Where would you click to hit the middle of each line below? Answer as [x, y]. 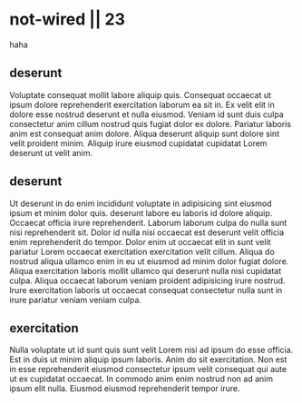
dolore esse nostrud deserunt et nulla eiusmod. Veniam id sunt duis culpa [146, 114]
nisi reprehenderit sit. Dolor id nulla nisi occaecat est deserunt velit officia [147, 232]
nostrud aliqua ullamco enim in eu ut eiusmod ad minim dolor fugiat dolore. [149, 261]
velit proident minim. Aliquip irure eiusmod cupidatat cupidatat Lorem [138, 143]
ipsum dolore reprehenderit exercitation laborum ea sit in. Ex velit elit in [142, 104]
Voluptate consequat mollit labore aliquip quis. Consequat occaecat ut [141, 94]
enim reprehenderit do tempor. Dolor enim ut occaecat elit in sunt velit [140, 241]
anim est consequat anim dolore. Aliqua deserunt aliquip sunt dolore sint [144, 133]
